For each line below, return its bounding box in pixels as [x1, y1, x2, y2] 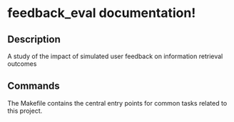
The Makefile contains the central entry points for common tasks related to [7, 99, 228, 107]
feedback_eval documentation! [7, 5, 196, 21]
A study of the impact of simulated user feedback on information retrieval [7, 52, 223, 60]
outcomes [7, 60, 37, 68]
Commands [7, 80, 61, 92]
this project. [7, 106, 43, 115]
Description [7, 33, 61, 45]
